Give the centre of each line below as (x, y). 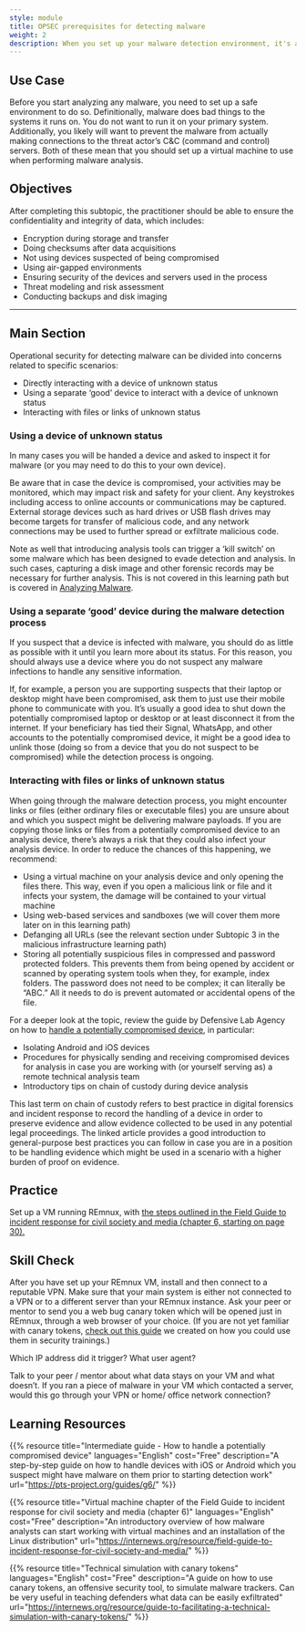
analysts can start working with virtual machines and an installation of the (147, 1532)
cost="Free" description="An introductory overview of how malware (138, 1522)
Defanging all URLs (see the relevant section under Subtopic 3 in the (151, 934)
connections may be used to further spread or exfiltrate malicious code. (144, 531)
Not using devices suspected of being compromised (121, 257)
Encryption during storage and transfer (96, 238)
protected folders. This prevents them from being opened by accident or (158, 964)
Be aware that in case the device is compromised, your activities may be (145, 482)
